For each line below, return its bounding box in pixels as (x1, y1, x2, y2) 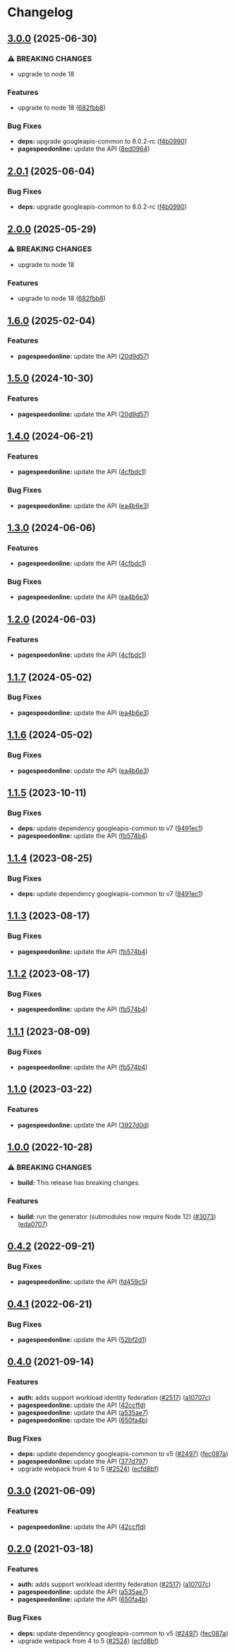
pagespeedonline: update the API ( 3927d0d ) (17, 1120, 150, 1129)
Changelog (7, 4, 73, 21)
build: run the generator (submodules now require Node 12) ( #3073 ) (17, 1212, 217, 1221)
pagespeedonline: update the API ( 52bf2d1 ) (17, 1336, 147, 1344)
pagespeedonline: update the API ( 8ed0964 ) (17, 144, 150, 153)
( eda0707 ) (17, 1220, 48, 1228)
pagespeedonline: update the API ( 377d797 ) (17, 1457, 148, 1466)
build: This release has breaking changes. (17, 1178, 140, 1187)
